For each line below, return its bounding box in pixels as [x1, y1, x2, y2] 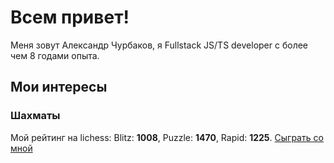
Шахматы [10, 109, 61, 123]
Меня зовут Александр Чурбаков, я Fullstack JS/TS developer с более [10, 39, 309, 51]
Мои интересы [10, 79, 108, 96]
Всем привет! [10, 6, 130, 29]
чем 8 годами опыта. [10, 49, 100, 61]
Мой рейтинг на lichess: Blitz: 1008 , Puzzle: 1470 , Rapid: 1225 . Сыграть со [10, 131, 324, 143]
